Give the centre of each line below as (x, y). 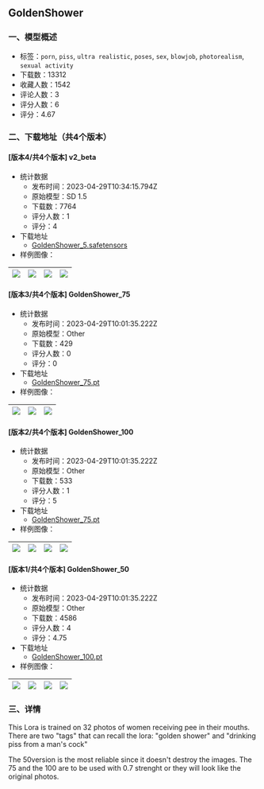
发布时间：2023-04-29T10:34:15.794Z (94, 186)
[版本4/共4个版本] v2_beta (52, 157)
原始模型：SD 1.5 (59, 196)
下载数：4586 (54, 618)
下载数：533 (52, 481)
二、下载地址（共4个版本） (60, 137)
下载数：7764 (54, 206)
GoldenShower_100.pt (67, 657)
